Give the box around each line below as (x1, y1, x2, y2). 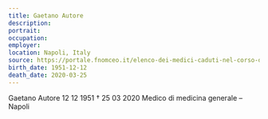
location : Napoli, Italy (8, 49, 91, 57)
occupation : (8, 34, 48, 42)
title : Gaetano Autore (8, 11, 84, 20)
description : (8, 19, 52, 27)
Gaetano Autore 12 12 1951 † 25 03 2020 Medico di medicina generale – (8, 93, 243, 102)
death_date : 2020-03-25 (8, 71, 88, 79)
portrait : (8, 26, 41, 34)
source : (8, 57, 34, 65)
